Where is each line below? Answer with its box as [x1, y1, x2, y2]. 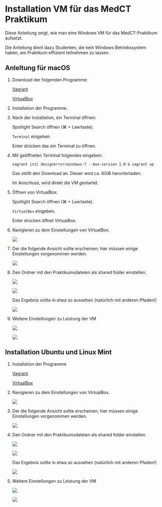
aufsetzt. [5, 35, 23, 41]
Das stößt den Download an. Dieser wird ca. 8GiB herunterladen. [12, 170, 142, 176]
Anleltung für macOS [5, 64, 71, 72]
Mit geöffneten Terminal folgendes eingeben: [12, 152, 103, 158]
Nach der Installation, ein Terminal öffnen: [12, 115, 96, 120]
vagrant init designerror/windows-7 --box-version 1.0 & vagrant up [12, 162, 154, 167]
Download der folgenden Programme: [12, 77, 88, 82]
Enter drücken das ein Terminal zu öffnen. [12, 143, 96, 149]
